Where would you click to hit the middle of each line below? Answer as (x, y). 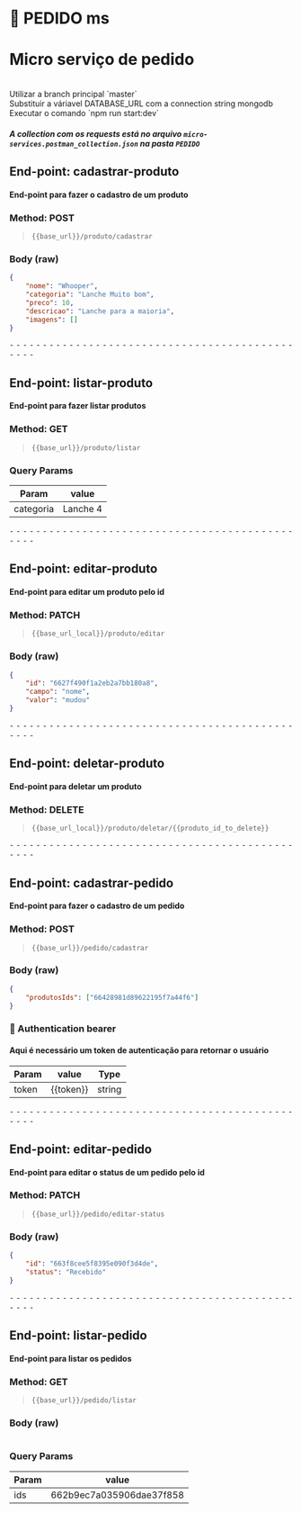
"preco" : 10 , (50, 302)
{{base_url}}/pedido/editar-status (98, 1214)
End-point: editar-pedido (81, 1149)
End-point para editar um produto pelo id (87, 591)
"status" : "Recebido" (66, 1272)
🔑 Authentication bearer (63, 1029)
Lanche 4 (83, 509)
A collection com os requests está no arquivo (96, 133)
